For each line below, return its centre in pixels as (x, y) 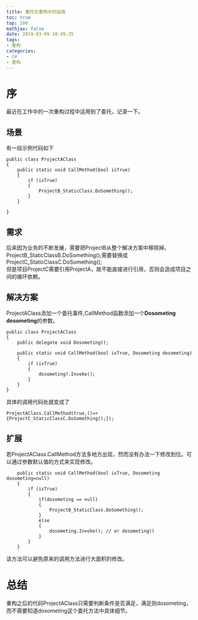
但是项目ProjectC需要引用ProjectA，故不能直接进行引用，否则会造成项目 (96, 269)
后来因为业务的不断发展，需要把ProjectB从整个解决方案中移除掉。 (88, 248)
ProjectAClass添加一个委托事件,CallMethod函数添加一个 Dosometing (91, 313)
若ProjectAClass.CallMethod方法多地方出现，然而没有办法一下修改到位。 (96, 454)
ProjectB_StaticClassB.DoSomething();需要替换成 (67, 255)
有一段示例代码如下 (30, 148)
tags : (13, 40)
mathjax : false (25, 29)
